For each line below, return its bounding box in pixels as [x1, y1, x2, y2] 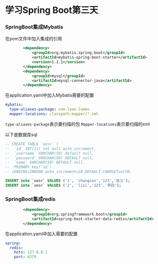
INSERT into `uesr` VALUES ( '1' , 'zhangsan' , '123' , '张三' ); [5, 178, 130, 183]
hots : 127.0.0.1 [14, 250, 48, 255]
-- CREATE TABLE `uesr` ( [5, 141, 58, 147]
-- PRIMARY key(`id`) [5, 165, 52, 170]
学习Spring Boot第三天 [5, 4, 98, 16]
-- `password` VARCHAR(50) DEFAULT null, [5, 155, 94, 161]
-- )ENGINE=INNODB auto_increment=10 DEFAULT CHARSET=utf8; [5, 170, 132, 175]
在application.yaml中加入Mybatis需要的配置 [5, 92, 94, 98]
